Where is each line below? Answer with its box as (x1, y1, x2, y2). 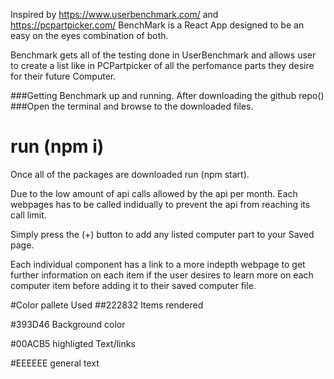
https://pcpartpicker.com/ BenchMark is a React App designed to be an (10, 19, 305, 31)
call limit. (10, 209, 47, 221)
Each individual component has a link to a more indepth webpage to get (10, 258, 306, 270)
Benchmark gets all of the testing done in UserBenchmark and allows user (10, 49, 317, 61)
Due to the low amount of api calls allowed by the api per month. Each (10, 187, 298, 199)
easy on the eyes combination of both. (10, 30, 169, 41)
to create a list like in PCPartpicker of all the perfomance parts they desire (10, 60, 315, 71)
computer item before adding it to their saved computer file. (10, 279, 257, 291)
